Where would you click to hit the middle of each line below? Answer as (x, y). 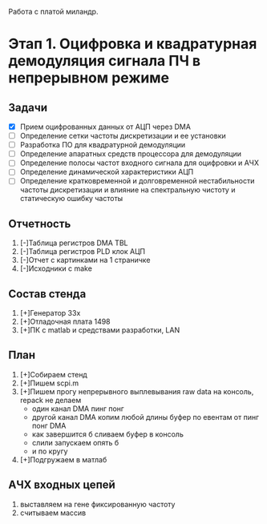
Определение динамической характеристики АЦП (107, 172)
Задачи (28, 107)
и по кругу (50, 451)
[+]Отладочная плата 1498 (65, 322)
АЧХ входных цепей (62, 485)
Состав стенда (47, 294)
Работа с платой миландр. (53, 12)
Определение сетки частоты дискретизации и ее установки (123, 136)
